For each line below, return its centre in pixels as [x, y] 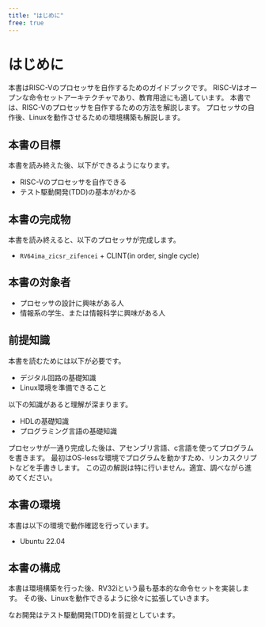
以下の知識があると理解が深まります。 [70, 404]
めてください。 [32, 477]
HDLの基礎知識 [44, 421]
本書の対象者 [40, 283]
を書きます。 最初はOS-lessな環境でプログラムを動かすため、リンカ [119, 457]
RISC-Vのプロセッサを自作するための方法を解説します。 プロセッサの [134, 108]
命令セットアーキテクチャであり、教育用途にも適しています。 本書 [136, 98]
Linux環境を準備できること [63, 387]
